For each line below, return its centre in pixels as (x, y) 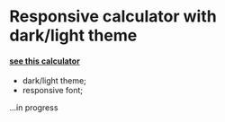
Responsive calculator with (113, 17)
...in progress (34, 108)
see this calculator (45, 61)
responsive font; (53, 91)
